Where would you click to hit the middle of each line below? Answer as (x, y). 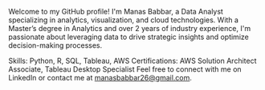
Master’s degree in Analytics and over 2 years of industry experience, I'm (130, 28)
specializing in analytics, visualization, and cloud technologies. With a (124, 20)
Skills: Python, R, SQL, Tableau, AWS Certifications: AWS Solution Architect (132, 61)
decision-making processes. (55, 45)
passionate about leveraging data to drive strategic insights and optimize (128, 37)
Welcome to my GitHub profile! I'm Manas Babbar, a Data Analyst (116, 12)
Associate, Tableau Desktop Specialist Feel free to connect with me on (125, 69)
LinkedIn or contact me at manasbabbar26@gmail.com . (100, 78)
